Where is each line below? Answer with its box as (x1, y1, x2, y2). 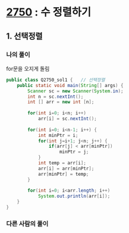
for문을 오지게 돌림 (6, 65, 50, 72)
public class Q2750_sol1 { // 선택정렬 (6, 77, 105, 83)
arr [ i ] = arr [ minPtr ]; (37, 165, 95, 172)
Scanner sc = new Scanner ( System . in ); (27, 88, 124, 94)
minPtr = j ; (59, 149, 89, 155)
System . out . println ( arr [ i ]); (37, 193, 111, 200)
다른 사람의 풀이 (6, 219, 49, 228)
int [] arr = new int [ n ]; (27, 99, 95, 105)
